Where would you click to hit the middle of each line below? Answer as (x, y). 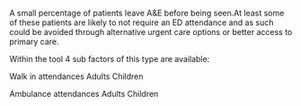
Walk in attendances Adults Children (76, 76)
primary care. (35, 41)
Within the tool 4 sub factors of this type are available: (110, 59)
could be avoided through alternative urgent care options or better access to (151, 32)
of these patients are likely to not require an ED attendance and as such (142, 22)
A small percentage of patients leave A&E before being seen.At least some (147, 13)
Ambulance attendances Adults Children (84, 94)
